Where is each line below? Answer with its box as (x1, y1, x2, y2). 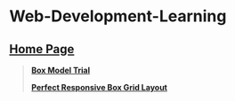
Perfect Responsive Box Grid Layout (30, 82, 167, 92)
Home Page (9, 42, 75, 57)
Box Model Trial (30, 65, 91, 75)
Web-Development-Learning (9, 6, 227, 27)
